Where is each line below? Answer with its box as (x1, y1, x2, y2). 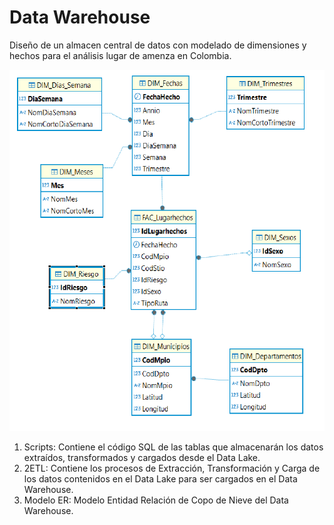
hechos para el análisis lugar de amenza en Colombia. (9, 49, 232, 61)
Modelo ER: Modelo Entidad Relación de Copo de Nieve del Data (23, 494, 289, 506)
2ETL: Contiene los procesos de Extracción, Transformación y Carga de (23, 462, 321, 475)
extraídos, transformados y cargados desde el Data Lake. (23, 452, 261, 464)
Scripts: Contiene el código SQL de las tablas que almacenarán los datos (23, 441, 324, 453)
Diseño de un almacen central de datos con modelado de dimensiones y (9, 39, 307, 51)
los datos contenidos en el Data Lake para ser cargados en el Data (23, 473, 298, 485)
